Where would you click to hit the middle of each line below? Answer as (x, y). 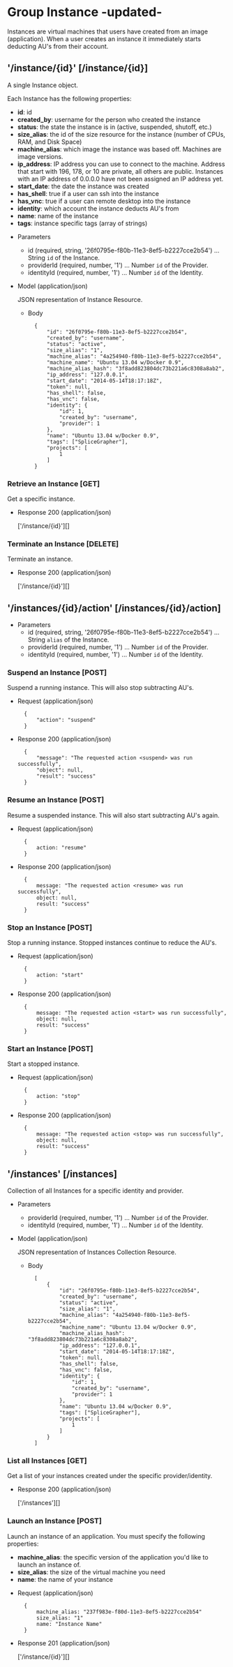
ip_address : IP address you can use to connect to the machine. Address (121, 164)
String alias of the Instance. (68, 640)
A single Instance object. (43, 85)
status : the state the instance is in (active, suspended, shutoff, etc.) (114, 127)
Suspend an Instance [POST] (57, 672)
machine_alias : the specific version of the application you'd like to (113, 1557)
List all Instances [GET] (47, 1461)
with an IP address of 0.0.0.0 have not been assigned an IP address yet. (120, 179)
